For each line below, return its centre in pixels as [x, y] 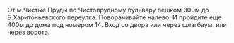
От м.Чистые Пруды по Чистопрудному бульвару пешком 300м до [108, 10]
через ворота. [29, 32]
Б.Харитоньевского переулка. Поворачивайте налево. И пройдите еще [115, 17]
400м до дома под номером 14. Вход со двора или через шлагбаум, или [117, 25]
